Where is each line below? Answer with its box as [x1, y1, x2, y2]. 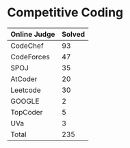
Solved [61, 29, 86, 39]
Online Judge [10, 29, 55, 39]
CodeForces [10, 52, 50, 61]
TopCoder [10, 107, 43, 117]
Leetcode [10, 85, 41, 95]
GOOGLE [10, 96, 40, 106]
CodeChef [10, 41, 44, 50]
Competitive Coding [7, 5, 124, 20]
